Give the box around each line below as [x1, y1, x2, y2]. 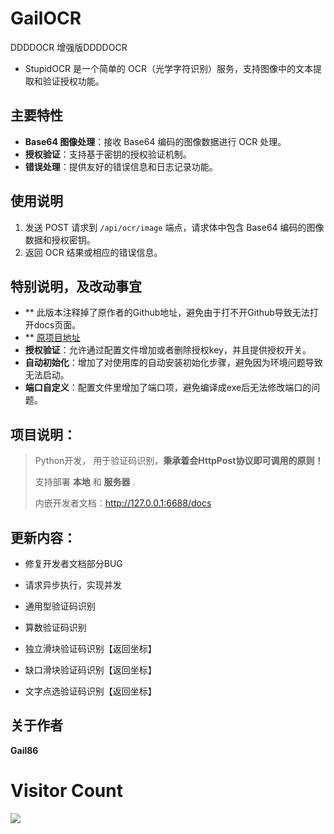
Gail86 [10, 744, 39, 756]
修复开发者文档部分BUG [24, 558, 123, 569]
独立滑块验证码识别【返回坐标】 [24, 643, 157, 654]
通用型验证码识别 [24, 600, 96, 612]
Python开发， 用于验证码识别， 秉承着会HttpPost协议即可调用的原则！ [34, 455, 324, 467]
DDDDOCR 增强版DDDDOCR [10, 41, 128, 53]
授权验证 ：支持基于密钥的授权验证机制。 [24, 148, 192, 160]
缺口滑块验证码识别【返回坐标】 [24, 664, 157, 676]
